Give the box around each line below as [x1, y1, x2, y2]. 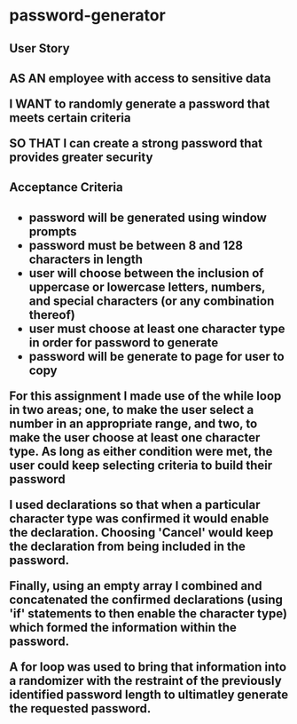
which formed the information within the [9, 619, 238, 635]
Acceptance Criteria [9, 179, 123, 195]
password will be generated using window [28, 210, 268, 225]
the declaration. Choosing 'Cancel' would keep [9, 525, 274, 540]
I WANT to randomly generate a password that [9, 96, 270, 111]
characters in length [28, 251, 144, 267]
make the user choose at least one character [9, 430, 261, 445]
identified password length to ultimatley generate [9, 687, 289, 702]
